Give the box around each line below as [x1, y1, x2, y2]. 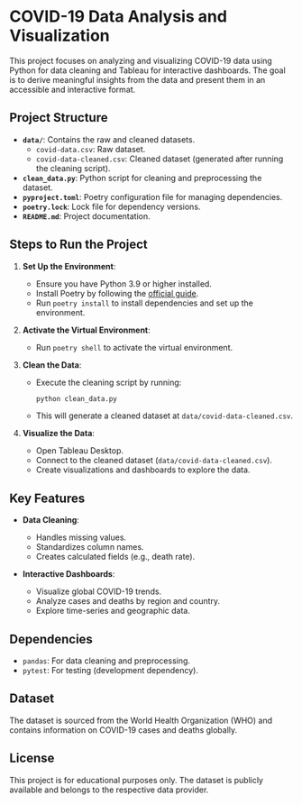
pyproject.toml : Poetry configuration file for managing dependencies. [22, 191, 283, 202]
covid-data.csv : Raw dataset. [35, 143, 146, 154]
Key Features [9, 490, 86, 506]
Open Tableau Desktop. [35, 445, 124, 456]
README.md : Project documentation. [22, 210, 151, 222]
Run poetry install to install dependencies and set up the [35, 297, 254, 308]
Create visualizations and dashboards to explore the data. [35, 464, 251, 475]
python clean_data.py [35, 394, 117, 403]
